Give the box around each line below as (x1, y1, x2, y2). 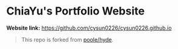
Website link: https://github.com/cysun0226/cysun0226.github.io (6, 24, 172, 31)
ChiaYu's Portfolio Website (6, 4, 145, 18)
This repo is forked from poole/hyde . (21, 36, 114, 43)
